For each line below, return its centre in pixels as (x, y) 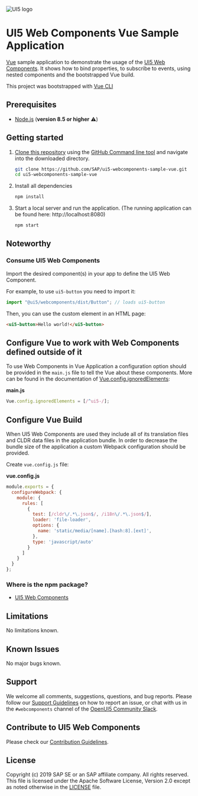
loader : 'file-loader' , (62, 520)
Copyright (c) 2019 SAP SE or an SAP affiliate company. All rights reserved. (98, 775)
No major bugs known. (34, 663)
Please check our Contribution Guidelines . (58, 741)
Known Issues (33, 649)
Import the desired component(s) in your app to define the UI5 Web (88, 273)
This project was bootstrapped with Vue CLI (60, 86)
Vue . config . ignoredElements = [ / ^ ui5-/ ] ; (58, 401)
